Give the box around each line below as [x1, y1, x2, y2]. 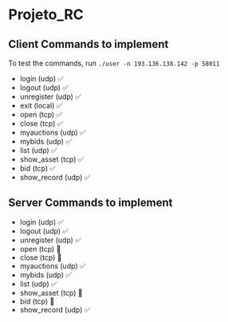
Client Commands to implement [8, 37, 169, 51]
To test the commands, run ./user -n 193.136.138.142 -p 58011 [8, 58, 220, 68]
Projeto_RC [8, 6, 84, 24]
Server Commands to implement [8, 196, 173, 210]
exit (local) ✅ [19, 101, 63, 110]
